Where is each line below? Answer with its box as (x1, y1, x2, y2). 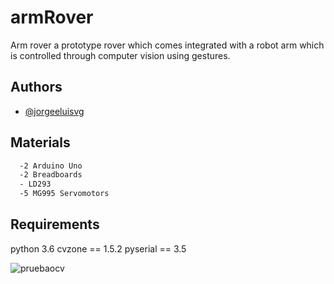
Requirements (10, 216, 100, 233)
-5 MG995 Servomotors (19, 189, 110, 199)
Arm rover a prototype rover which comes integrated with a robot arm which (10, 39, 325, 51)
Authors (10, 79, 63, 96)
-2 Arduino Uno (19, 161, 83, 171)
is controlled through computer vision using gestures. (10, 49, 231, 61)
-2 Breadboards (19, 170, 83, 180)
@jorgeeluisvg (24, 105, 85, 117)
